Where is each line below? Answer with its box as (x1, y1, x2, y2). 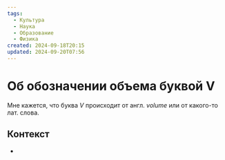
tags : (7, 10, 23, 17)
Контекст (7, 128, 50, 140)
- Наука (13, 23, 36, 30)
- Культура (13, 17, 45, 23)
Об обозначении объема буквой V (7, 79, 215, 94)
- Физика (13, 36, 39, 43)
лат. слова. (7, 108, 39, 117)
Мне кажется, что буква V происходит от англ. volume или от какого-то (7, 101, 219, 109)
